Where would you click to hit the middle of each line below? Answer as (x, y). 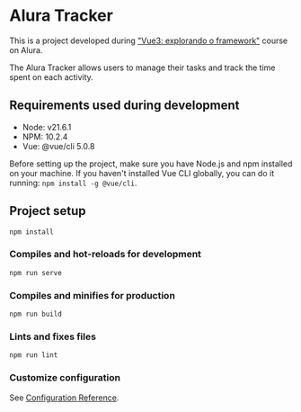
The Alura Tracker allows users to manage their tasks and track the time (142, 67)
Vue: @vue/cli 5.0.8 (58, 146)
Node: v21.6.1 (47, 127)
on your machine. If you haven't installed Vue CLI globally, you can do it (142, 173)
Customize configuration (65, 378)
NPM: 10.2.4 (45, 137)
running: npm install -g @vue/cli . (73, 183)
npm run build (36, 314)
